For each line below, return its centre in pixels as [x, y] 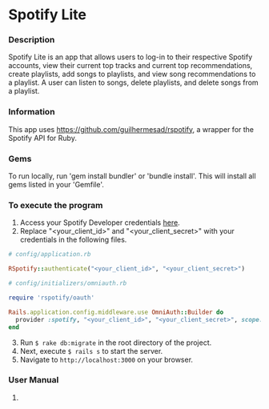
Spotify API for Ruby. [43, 138]
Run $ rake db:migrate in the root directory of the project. [116, 343]
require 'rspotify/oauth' [51, 298]
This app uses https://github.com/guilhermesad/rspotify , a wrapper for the [131, 129]
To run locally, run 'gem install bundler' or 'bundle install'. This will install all [132, 176]
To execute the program [56, 205]
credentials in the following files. [73, 240]
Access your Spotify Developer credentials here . [100, 223]
